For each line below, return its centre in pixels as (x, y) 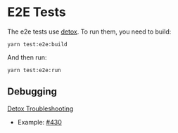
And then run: (27, 57)
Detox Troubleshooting (40, 108)
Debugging (32, 92)
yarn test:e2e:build (38, 44)
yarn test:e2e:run (34, 70)
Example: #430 (39, 122)
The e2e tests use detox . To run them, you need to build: (89, 31)
